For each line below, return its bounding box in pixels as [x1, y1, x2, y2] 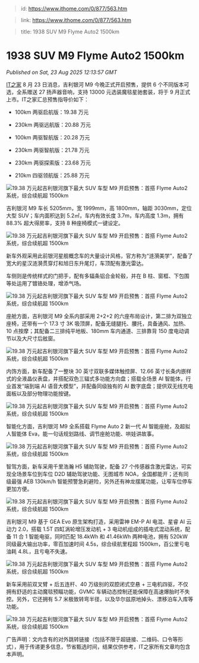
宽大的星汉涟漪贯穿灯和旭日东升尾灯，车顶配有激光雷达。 [6, 259, 147, 267]
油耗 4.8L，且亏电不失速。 [6, 547, 71, 555]
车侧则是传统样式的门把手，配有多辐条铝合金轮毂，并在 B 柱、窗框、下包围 [6, 272, 190, 279]
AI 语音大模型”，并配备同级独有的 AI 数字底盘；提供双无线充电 [41, 382, 193, 390]
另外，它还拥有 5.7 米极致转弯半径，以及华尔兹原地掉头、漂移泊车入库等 [16, 595, 194, 602]
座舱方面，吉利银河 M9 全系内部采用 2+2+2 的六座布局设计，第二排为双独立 [6, 312, 192, 319]
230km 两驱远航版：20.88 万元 [14, 121, 91, 128]
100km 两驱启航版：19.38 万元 [14, 108, 89, 116]
